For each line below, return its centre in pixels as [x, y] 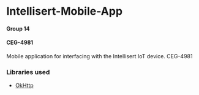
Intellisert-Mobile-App [65, 11]
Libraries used [28, 72]
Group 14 [18, 28]
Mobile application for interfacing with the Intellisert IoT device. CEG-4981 [99, 56]
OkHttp [24, 85]
